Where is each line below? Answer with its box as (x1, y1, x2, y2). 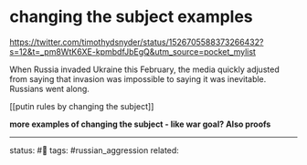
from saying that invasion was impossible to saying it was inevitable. (9, 73, 267, 84)
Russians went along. (9, 83, 90, 94)
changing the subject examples (9, 6, 253, 27)
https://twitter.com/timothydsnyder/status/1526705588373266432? (9, 36, 264, 47)
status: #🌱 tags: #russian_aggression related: (9, 144, 180, 156)
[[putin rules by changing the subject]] (9, 100, 154, 111)
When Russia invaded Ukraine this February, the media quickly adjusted (9, 64, 281, 75)
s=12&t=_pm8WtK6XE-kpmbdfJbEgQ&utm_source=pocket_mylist (9, 46, 256, 57)
